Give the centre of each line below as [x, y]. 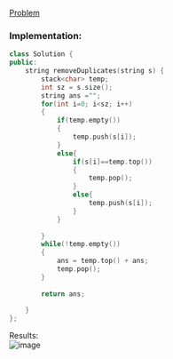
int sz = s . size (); [77, 87]
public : [24, 63]
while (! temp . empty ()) [81, 244]
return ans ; [63, 294]
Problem [24, 13]
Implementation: [46, 36]
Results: [24, 336]
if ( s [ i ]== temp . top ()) [112, 162]
